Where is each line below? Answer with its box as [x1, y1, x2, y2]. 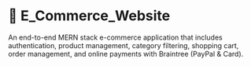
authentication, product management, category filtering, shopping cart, [8, 40, 239, 50]
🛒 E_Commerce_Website [8, 7, 171, 25]
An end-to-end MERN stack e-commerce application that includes [8, 33, 223, 42]
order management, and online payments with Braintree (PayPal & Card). [8, 49, 244, 58]
